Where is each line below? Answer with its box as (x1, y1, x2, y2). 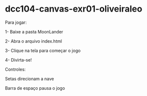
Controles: (5, 66, 26, 72)
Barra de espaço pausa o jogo (5, 85, 65, 91)
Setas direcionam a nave (5, 76, 54, 81)
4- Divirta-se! (5, 57, 32, 63)
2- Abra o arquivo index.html (5, 38, 62, 44)
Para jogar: (5, 19, 27, 25)
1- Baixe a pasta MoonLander (5, 29, 63, 34)
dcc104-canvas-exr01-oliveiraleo (5, 3, 143, 15)
